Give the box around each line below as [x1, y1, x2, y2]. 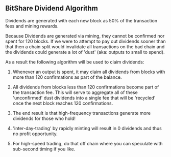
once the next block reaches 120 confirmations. [12, 100, 113, 106]
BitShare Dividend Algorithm [5, 4, 98, 13]
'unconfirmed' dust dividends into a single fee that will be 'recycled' [12, 95, 156, 101]
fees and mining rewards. [5, 23, 59, 29]
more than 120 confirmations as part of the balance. [12, 74, 122, 80]
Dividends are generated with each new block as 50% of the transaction [5, 17, 158, 23]
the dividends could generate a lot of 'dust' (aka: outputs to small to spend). [5, 49, 165, 55]
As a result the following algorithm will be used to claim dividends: [5, 58, 144, 65]
